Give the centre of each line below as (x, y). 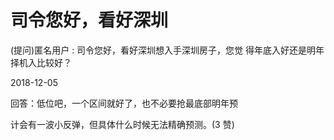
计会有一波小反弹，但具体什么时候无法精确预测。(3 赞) (122, 124)
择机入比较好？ (41, 62)
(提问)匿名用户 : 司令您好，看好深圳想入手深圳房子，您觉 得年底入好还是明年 (167, 50)
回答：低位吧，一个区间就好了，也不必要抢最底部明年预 (124, 103)
